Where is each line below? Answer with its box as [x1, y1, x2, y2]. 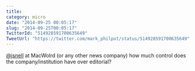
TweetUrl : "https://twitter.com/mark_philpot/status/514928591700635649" [6, 36, 190, 42]
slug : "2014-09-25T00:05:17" [6, 25, 77, 31]
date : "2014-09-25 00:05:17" [6, 19, 77, 25]
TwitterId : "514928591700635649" [6, 31, 88, 36]
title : [6, 8, 22, 15]
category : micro [6, 14, 46, 20]
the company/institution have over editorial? [6, 58, 112, 65]
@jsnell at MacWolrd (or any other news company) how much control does [6, 52, 186, 59]
